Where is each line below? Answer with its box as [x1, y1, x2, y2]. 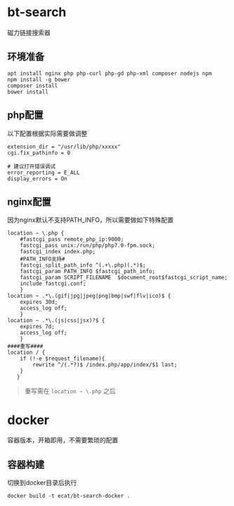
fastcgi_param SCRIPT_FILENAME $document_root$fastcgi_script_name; [20, 274, 228, 281]
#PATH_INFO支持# [20, 255, 65, 263]
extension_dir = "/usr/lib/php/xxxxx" [7, 143, 121, 150]
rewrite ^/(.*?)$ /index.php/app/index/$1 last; [32, 361, 178, 368]
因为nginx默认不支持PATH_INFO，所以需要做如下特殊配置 [7, 215, 174, 225]
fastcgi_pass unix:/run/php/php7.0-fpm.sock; [20, 242, 156, 249]
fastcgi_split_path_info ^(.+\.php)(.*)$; [20, 262, 146, 269]
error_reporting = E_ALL [7, 169, 80, 176]
